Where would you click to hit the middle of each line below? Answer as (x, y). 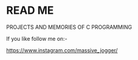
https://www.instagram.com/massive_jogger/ (62, 50)
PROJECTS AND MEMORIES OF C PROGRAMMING (69, 27)
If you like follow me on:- (37, 38)
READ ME (30, 10)
